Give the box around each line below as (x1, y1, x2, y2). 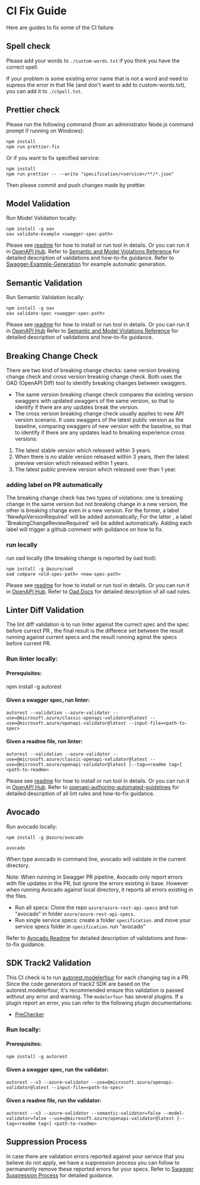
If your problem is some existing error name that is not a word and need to (6, 75, 189, 82)
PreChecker (14, 1010, 45, 1018)
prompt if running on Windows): (6, 127, 85, 134)
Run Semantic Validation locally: (6, 294, 85, 301)
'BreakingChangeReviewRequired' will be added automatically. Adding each (6, 520, 192, 527)
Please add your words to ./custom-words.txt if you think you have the (6, 57, 180, 64)
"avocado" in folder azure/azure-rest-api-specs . (14, 910, 135, 917)
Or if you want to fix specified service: (6, 154, 100, 162)
